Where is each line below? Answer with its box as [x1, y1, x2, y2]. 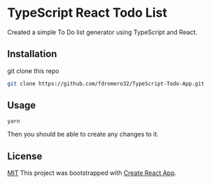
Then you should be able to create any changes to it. [7, 130, 159, 139]
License [7, 150, 43, 162]
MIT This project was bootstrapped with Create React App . [7, 169, 177, 177]
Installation [7, 48, 57, 60]
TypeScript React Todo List [7, 5, 168, 21]
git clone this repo [7, 66, 59, 75]
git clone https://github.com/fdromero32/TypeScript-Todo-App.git [7, 80, 205, 87]
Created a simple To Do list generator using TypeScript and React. [7, 28, 198, 36]
